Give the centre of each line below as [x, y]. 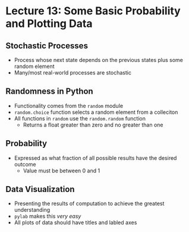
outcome [25, 164]
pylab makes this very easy [48, 216]
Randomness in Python [49, 92]
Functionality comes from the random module [68, 106]
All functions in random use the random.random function [80, 118]
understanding [32, 210]
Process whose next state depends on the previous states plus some [99, 60]
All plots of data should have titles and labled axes [75, 222]
